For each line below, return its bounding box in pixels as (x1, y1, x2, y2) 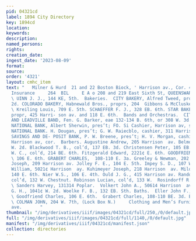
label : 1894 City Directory (6, 14, 75, 20)
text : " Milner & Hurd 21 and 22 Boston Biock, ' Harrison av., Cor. (6, 85, 187, 91)
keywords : (6, 30, 30, 36)
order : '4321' (6, 74, 41, 80)
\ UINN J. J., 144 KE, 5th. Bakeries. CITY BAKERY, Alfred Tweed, (11, 95, 181, 101)
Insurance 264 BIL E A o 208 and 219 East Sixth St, (11, 90, 166, 96)
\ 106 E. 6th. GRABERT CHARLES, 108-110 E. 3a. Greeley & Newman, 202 (11, 156, 190, 161)
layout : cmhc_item (6, 80, 51, 85)
